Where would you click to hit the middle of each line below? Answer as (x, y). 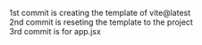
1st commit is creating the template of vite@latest (100, 13)
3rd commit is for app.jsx (55, 31)
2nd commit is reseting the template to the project (101, 22)
